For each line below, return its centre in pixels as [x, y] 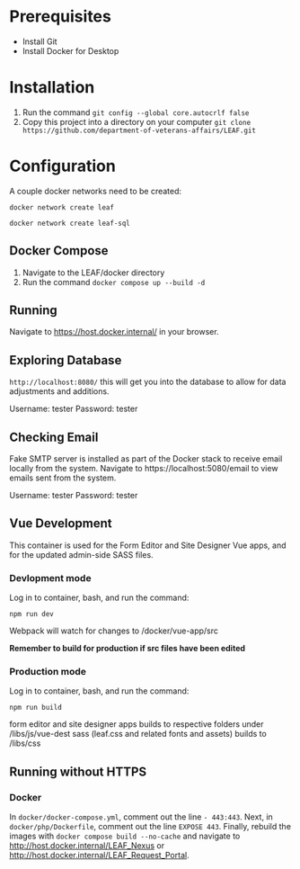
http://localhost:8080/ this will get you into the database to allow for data [148, 382]
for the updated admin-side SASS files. [82, 554]
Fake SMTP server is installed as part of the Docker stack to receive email [146, 459]
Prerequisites [61, 17]
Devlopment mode [50, 578]
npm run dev [31, 614]
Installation [52, 88]
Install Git [40, 41]
